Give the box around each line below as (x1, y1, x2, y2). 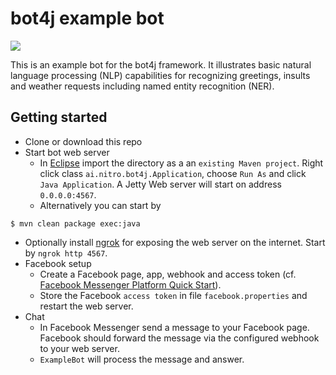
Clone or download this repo (24, 135, 143, 147)
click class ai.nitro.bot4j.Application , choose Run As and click (39, 167, 307, 179)
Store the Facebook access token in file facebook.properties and (39, 289, 308, 301)
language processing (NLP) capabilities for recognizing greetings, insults (10, 69, 311, 81)
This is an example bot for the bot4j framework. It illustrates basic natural (10, 58, 312, 71)
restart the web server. (39, 300, 134, 312)
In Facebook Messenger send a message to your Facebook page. (39, 321, 310, 333)
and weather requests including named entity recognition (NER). (10, 80, 275, 92)
